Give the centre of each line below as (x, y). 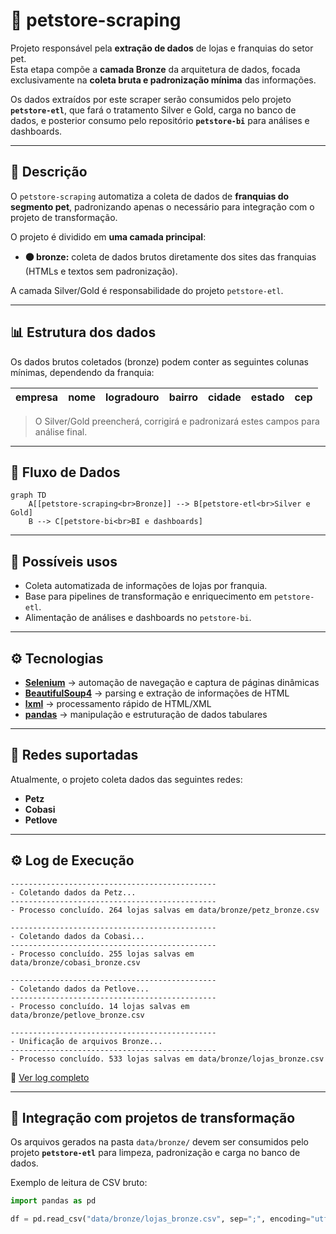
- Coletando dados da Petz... (73, 892)
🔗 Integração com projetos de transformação (153, 1118)
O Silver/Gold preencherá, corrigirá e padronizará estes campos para (177, 421)
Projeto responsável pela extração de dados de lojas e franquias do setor (162, 48)
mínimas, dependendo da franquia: (82, 372)
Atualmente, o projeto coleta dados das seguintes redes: (126, 779)
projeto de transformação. (64, 217)
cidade (225, 397)
